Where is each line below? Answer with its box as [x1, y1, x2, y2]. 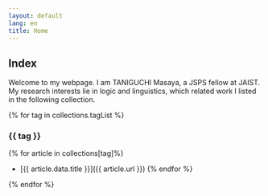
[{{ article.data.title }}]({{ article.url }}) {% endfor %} [19, 164, 193, 174]
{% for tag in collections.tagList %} [8, 110, 125, 120]
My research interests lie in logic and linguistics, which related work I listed [8, 86, 257, 96]
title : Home [8, 27, 48, 35]
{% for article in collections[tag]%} [8, 149, 124, 158]
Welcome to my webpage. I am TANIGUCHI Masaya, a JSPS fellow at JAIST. [8, 78, 261, 88]
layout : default [8, 11, 63, 20]
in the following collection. [8, 95, 96, 104]
